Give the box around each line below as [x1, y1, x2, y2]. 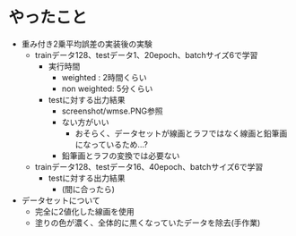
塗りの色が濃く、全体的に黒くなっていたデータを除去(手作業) [34, 217, 261, 228]
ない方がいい [61, 116, 109, 127]
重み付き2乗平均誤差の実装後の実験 [21, 38, 153, 49]
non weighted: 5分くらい [61, 83, 153, 94]
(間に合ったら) [61, 183, 116, 194]
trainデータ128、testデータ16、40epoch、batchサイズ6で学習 [34, 161, 264, 172]
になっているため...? [74, 139, 149, 149]
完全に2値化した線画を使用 [34, 206, 135, 216]
